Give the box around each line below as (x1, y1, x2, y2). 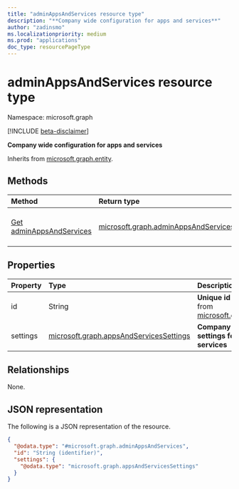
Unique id (196, 292, 231, 302)
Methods (7, 175, 48, 187)
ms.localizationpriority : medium (7, 30, 107, 38)
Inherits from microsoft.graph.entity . (7, 154, 114, 163)
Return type (98, 196, 140, 206)
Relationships (7, 364, 70, 376)
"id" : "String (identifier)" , (14, 449, 103, 456)
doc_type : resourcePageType (7, 43, 91, 51)
